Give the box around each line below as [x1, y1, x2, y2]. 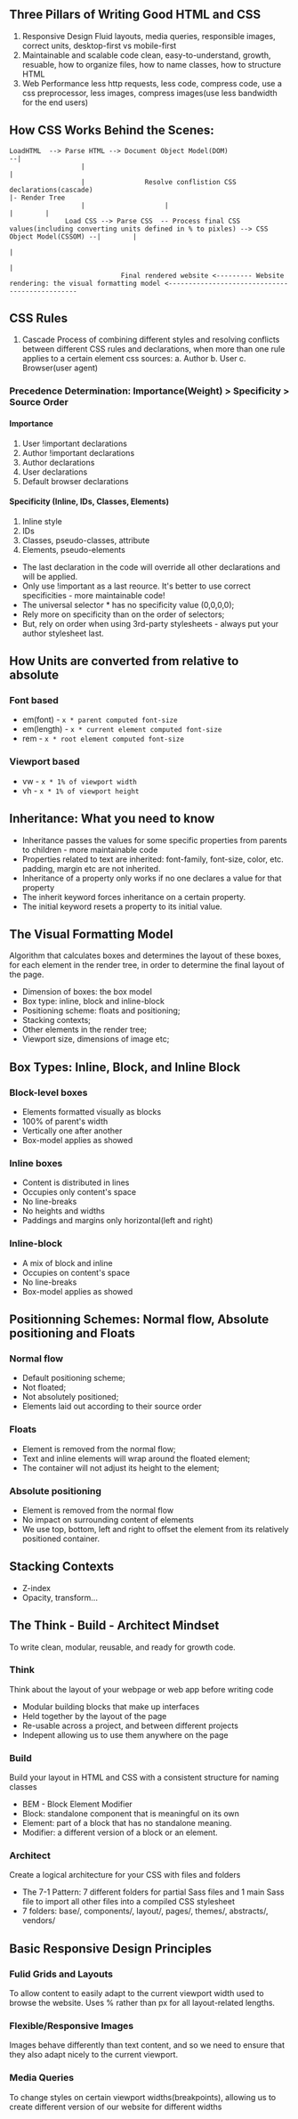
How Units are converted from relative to [9, 654, 239, 669]
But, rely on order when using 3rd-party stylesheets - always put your [21, 618, 278, 629]
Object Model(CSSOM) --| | [9, 231, 138, 241]
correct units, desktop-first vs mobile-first [21, 40, 177, 51]
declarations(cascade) [9, 185, 93, 194]
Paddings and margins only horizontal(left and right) [21, 1215, 213, 1226]
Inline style [21, 516, 62, 526]
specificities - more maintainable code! [21, 589, 165, 600]
